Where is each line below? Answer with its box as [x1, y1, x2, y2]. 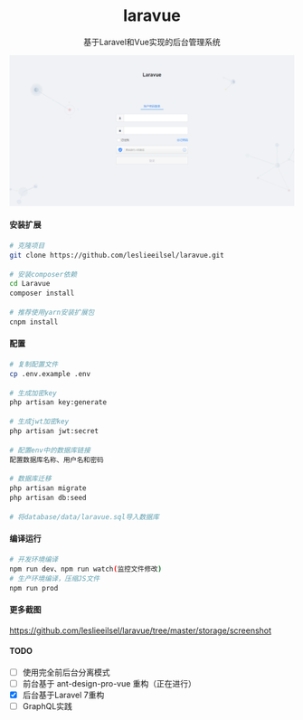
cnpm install [9, 317, 59, 327]
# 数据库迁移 [9, 474, 52, 484]
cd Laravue [9, 279, 51, 289]
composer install [9, 289, 75, 298]
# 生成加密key [9, 388, 57, 398]
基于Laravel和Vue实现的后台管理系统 [83, 36, 221, 47]
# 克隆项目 [9, 241, 45, 250]
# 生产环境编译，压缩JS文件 [9, 573, 100, 583]
